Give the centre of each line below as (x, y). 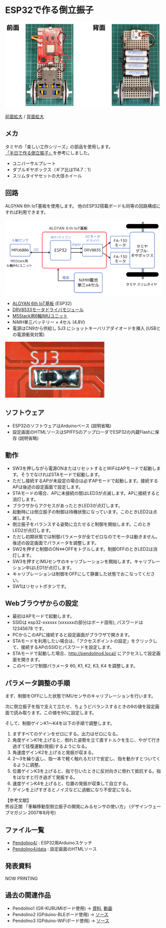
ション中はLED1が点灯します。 (43, 567)
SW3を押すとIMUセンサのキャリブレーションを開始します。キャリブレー (86, 561)
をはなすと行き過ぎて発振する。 (45, 777)
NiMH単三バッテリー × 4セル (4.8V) (49, 322)
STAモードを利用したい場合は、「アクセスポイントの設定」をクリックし (85, 641)
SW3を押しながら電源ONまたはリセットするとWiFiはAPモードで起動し (84, 468)
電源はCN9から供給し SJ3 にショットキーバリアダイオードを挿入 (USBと (86, 328)
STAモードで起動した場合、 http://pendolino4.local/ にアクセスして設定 (84, 653)
